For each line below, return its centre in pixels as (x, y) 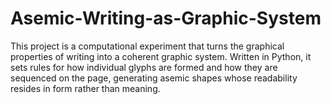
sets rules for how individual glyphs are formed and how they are (144, 67)
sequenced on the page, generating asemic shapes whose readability (154, 78)
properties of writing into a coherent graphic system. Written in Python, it (161, 56)
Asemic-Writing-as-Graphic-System (166, 18)
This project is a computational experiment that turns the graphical (147, 46)
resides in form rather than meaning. (85, 88)
